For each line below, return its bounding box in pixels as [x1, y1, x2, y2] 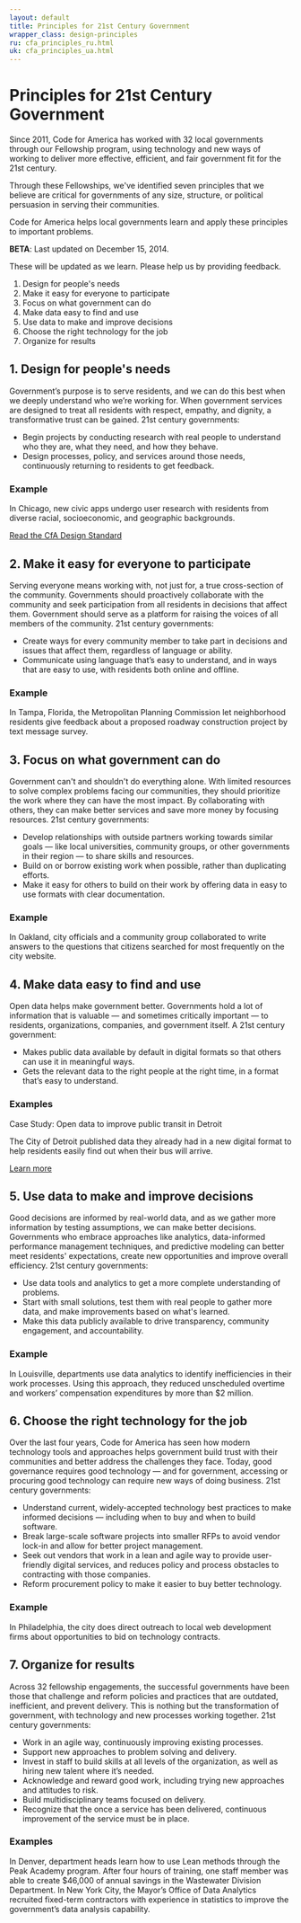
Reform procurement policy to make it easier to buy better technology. [21, 1579, 282, 1590]
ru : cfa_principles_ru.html [9, 38, 115, 48]
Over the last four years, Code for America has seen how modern [9, 1437, 251, 1448]
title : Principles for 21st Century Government [9, 22, 191, 31]
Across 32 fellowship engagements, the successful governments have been [9, 1681, 289, 1692]
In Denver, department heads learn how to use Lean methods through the [9, 1856, 280, 1866]
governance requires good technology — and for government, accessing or [9, 1466, 288, 1476]
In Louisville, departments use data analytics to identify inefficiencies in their [9, 1368, 292, 1379]
